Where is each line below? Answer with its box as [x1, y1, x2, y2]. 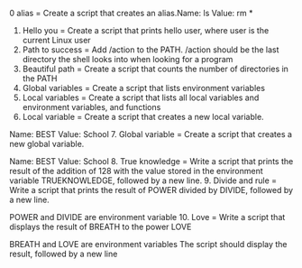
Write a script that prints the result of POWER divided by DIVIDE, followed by [9, 185, 294, 195]
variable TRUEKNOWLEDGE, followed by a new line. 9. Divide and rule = [9, 175, 278, 186]
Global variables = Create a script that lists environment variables [22, 83, 266, 93]
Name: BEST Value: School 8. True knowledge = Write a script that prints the [9, 156, 294, 166]
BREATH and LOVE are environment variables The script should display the [9, 239, 288, 249]
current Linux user [22, 35, 92, 45]
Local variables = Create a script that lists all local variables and [22, 92, 260, 103]
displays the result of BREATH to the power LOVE [9, 221, 192, 232]
